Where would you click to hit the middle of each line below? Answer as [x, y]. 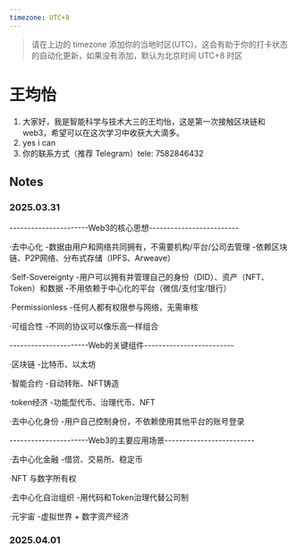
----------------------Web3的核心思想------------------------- [124, 228]
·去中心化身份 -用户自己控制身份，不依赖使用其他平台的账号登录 [127, 421]
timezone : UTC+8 [39, 17]
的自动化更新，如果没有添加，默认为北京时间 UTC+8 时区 [137, 55]
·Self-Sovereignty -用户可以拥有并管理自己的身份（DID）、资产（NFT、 [140, 277]
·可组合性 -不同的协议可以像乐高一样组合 [84, 327]
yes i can [39, 142]
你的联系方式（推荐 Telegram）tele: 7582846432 [113, 153]
